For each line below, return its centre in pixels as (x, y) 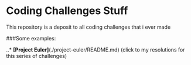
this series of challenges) (37, 56)
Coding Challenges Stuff (67, 11)
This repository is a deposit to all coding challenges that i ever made (88, 27)
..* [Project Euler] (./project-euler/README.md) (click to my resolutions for (96, 49)
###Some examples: (31, 38)
